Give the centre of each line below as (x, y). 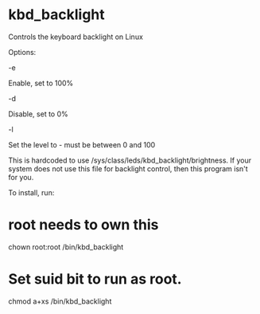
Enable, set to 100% (41, 83)
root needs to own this (83, 225)
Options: (22, 52)
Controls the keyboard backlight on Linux (76, 37)
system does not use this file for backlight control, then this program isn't (128, 168)
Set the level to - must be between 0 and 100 (82, 144)
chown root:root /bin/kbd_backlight (66, 247)
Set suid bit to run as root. (95, 279)
